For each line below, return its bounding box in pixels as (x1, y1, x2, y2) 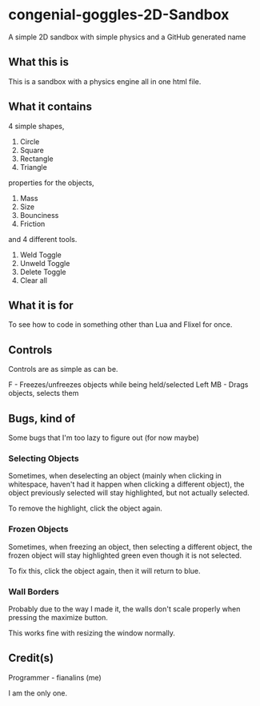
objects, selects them (8, 389, 79, 398)
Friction (19, 219, 46, 228)
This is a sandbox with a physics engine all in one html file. (8, 76, 202, 86)
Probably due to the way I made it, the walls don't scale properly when (8, 603, 241, 614)
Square (19, 145, 44, 155)
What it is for (8, 298, 74, 312)
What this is (8, 55, 70, 69)
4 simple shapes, (8, 121, 65, 131)
